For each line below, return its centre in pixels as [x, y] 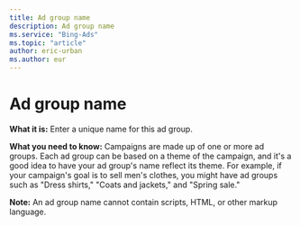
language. [28, 212]
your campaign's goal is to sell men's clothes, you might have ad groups [144, 175]
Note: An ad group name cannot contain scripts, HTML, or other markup [143, 202]
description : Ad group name [62, 26]
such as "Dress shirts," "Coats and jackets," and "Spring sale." [125, 185]
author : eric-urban [46, 51]
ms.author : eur [38, 59]
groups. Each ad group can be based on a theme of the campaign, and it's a [150, 156]
